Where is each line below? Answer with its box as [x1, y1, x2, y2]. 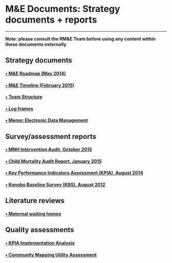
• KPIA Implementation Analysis [5, 240, 75, 246]
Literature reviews [5, 196, 65, 205]
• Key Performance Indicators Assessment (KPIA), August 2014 [5, 170, 143, 176]
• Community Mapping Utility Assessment [5, 252, 97, 258]
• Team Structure [5, 94, 42, 100]
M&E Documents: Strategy [5, 3, 120, 15]
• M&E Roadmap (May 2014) [5, 70, 66, 76]
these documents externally [5, 41, 67, 47]
